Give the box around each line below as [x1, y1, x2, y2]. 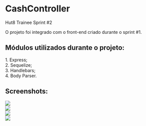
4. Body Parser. [5, 73, 37, 79]
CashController [5, 3, 70, 14]
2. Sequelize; [5, 62, 32, 68]
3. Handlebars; [5, 67, 36, 73]
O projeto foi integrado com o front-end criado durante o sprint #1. [5, 29, 142, 35]
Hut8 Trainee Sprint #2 [5, 19, 52, 25]
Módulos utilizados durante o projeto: [5, 43, 125, 52]
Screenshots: [5, 87, 48, 96]
